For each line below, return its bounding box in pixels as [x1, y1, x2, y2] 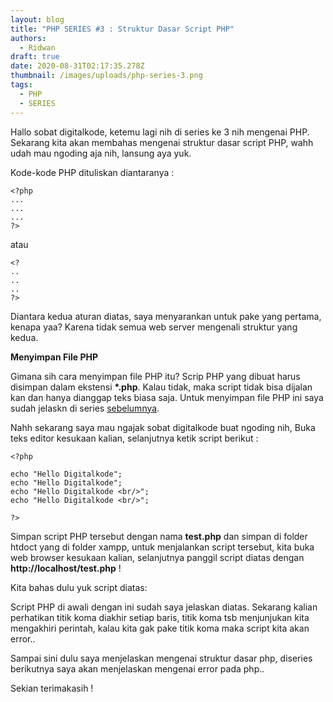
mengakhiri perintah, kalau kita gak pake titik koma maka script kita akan [10, 622, 310, 634]
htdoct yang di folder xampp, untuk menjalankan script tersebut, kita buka [10, 541, 315, 553]
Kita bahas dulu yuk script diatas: [10, 581, 148, 593]
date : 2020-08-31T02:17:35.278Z [10, 61, 145, 71]
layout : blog [10, 14, 65, 25]
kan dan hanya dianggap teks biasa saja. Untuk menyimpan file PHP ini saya [10, 391, 324, 403]
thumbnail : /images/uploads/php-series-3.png [10, 71, 203, 81]
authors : [10, 33, 47, 43]
